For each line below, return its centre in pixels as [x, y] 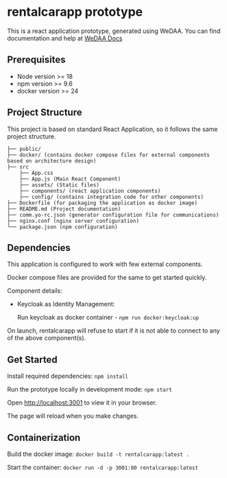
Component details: [35, 291]
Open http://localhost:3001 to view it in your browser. [82, 403]
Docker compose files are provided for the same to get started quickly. [107, 278]
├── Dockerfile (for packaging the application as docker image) [102, 203]
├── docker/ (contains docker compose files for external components [109, 155]
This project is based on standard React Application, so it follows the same [112, 129]
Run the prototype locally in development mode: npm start [90, 390]
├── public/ [24, 149]
